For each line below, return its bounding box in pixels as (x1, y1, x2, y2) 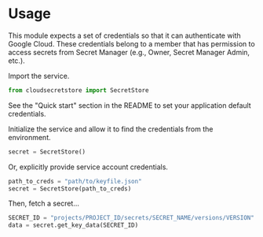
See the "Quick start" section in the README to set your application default (8, 100, 251, 110)
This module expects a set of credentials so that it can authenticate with (8, 31, 241, 40)
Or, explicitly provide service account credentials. (8, 162, 169, 172)
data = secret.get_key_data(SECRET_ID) (8, 221, 139, 229)
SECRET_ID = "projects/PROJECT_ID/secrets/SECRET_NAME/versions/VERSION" (8, 214, 255, 222)
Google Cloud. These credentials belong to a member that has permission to (8, 39, 255, 48)
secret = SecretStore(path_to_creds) (8, 184, 132, 193)
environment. (8, 132, 51, 142)
